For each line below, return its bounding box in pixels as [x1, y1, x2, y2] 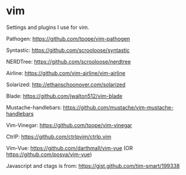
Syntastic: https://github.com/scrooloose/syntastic [6, 46, 130, 54]
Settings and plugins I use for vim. [6, 24, 89, 31]
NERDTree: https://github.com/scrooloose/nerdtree [6, 58, 132, 65]
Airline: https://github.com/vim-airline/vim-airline [6, 69, 126, 76]
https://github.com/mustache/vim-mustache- [63, 103, 174, 111]
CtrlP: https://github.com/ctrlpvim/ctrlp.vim [6, 133, 111, 140]
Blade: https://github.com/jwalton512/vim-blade [6, 92, 123, 99]
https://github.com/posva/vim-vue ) [6, 151, 92, 158]
